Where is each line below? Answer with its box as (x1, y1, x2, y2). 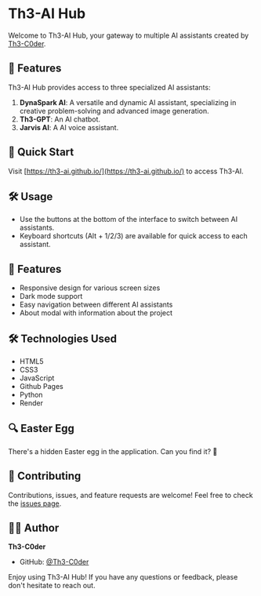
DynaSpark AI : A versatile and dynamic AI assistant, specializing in (19, 97, 237, 107)
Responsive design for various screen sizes (19, 283, 161, 293)
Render (19, 398, 44, 408)
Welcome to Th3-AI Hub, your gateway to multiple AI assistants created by (8, 31, 249, 40)
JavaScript (19, 373, 55, 383)
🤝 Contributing (8, 470, 82, 483)
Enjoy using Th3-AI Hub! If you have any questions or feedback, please (8, 572, 238, 582)
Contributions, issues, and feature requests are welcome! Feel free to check (8, 490, 253, 500)
